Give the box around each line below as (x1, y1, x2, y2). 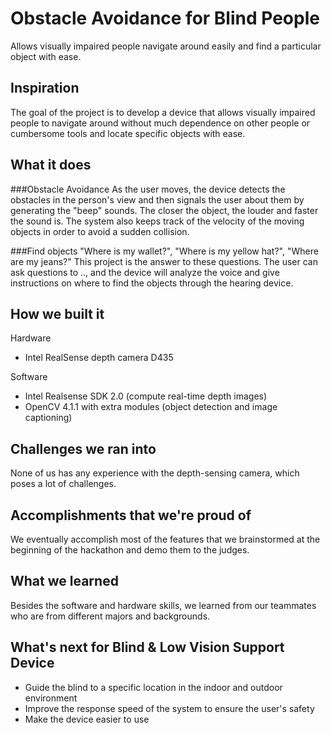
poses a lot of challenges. (10, 478, 117, 490)
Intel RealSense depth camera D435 (24, 352, 174, 364)
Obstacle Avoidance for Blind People (10, 7, 320, 30)
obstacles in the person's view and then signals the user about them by (10, 193, 305, 206)
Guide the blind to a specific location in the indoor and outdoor (24, 681, 283, 693)
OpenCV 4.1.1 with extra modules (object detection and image (24, 401, 278, 413)
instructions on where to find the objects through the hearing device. (10, 277, 294, 289)
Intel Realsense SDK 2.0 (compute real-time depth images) (24, 390, 268, 402)
